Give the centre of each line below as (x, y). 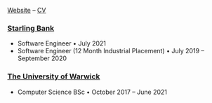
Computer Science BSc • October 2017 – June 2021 (92, 92)
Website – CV (27, 10)
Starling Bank (31, 28)
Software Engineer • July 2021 (62, 43)
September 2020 (42, 58)
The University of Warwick (54, 76)
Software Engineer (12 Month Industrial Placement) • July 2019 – (111, 51)
